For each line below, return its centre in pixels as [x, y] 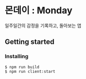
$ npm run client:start [30, 71]
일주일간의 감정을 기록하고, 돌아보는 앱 [43, 25]
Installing [17, 57]
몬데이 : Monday [39, 10]
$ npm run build [22, 67]
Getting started [30, 42]
